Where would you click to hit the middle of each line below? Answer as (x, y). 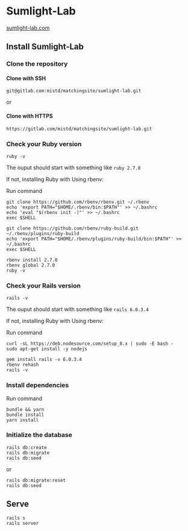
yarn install (23, 420)
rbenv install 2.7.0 (32, 260)
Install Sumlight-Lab (45, 47)
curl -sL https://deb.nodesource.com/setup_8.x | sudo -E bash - (90, 344)
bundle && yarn (25, 409)
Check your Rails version (44, 286)
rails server (23, 523)
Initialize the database (39, 435)
